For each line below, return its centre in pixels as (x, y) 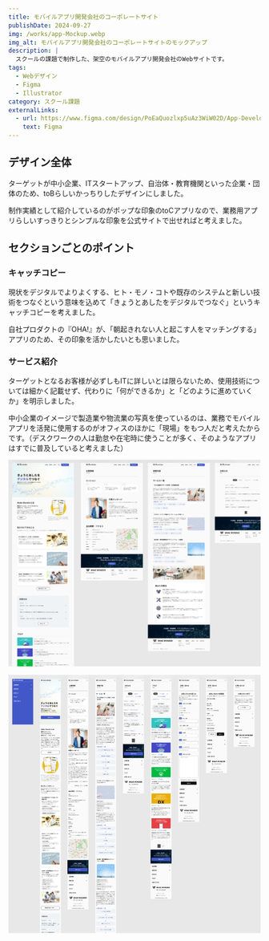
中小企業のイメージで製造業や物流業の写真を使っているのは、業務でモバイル (134, 418)
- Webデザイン (36, 76)
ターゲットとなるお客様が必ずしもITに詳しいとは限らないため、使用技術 (127, 380)
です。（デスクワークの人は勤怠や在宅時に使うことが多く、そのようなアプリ (132, 438)
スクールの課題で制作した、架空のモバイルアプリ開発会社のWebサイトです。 (122, 59)
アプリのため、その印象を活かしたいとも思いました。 (96, 339)
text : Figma (42, 127)
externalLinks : (34, 110)
